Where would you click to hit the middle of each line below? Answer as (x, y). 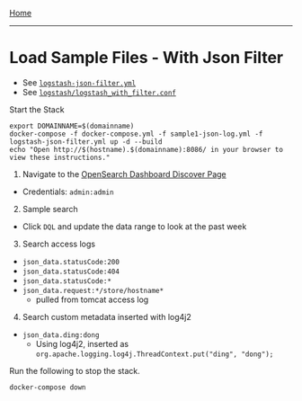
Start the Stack (37, 109)
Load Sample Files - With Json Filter (147, 58)
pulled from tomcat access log (92, 299)
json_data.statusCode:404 (71, 272)
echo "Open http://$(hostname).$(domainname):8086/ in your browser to (146, 149)
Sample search (50, 209)
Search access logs (59, 244)
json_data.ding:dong (61, 335)
